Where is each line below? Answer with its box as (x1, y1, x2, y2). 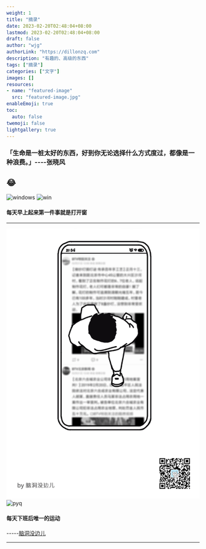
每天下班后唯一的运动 (6, 515, 60, 522)
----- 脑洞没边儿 (6, 529, 46, 537)
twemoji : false (6, 120, 45, 126)
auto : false (12, 114, 43, 120)
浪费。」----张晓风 (12, 158, 66, 167)
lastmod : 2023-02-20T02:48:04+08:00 (6, 30, 100, 36)
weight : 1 (6, 10, 32, 16)
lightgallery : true (6, 127, 56, 133)
